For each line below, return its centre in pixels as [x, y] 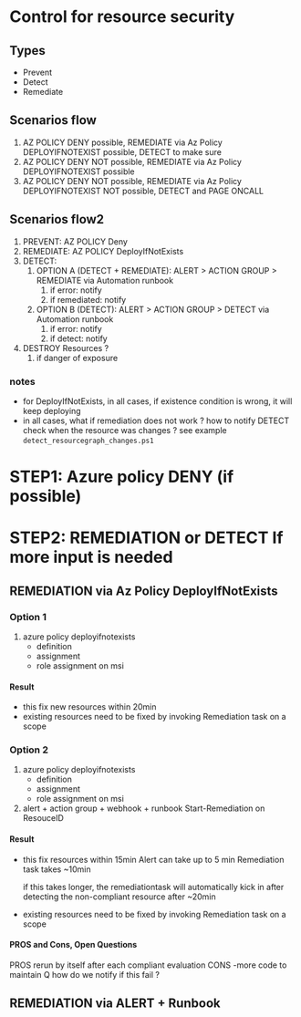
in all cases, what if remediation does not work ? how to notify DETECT [156, 420]
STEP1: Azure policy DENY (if [122, 477]
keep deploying [52, 410]
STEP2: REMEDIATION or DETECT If [146, 538]
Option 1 [28, 617]
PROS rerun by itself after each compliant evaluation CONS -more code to [148, 965]
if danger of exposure [77, 358]
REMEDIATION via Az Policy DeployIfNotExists [144, 591]
